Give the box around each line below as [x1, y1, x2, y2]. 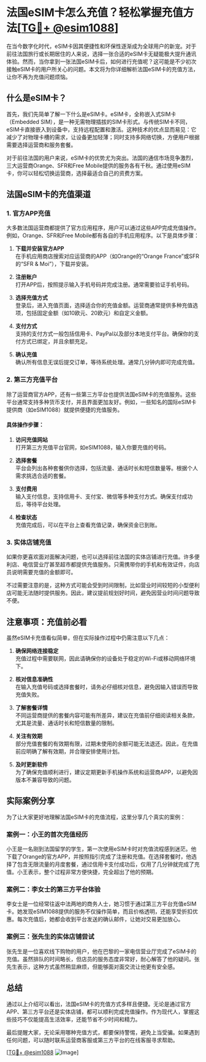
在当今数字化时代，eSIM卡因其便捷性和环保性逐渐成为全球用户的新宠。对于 [6, 42, 197, 50]
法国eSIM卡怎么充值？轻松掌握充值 [6, 6, 183, 20]
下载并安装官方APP [15, 245, 64, 252]
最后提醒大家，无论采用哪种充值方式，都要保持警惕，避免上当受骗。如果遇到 [6, 1028, 200, 1036]
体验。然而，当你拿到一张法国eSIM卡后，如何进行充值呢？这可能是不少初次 [6, 58, 197, 65]
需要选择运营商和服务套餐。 [6, 141, 77, 148]
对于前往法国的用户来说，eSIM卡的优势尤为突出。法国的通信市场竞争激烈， [6, 154, 197, 162]
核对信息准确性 [15, 676, 53, 683]
